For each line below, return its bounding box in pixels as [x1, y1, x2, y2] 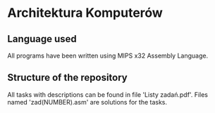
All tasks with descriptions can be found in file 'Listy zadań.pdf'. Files [7, 90, 208, 99]
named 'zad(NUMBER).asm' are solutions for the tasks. [7, 98, 168, 106]
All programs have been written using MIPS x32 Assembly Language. [7, 51, 209, 60]
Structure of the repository [7, 72, 128, 84]
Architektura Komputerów [7, 5, 164, 21]
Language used [7, 33, 78, 45]
